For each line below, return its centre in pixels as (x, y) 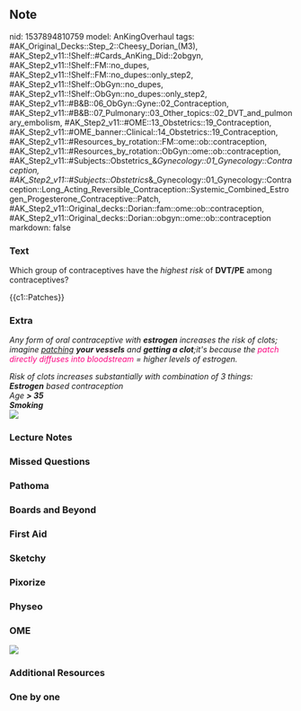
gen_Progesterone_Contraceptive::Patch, (85, 199)
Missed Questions (50, 462)
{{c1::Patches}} (37, 298)
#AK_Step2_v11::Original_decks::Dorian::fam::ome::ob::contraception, (137, 208)
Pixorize (28, 582)
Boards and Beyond (53, 510)
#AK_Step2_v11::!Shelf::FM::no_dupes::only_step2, (102, 75)
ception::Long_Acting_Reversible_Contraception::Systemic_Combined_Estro (149, 189)
